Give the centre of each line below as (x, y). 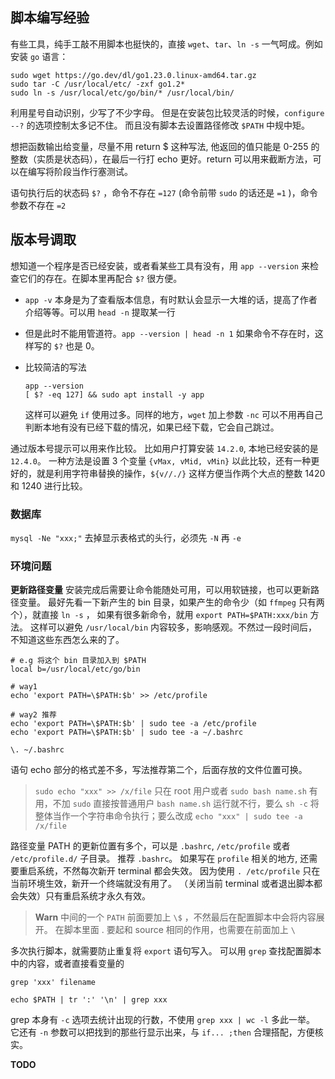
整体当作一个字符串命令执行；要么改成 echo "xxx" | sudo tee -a (168, 816)
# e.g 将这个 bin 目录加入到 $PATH (78, 661)
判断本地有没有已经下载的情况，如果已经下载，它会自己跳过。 (152, 427)
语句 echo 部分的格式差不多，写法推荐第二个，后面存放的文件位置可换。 (159, 770)
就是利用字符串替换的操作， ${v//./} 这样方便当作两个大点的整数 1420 (181, 473)
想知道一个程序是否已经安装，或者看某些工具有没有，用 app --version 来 (160, 265)
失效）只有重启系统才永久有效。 (84, 896)
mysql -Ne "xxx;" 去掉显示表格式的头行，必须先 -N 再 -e (126, 537)
